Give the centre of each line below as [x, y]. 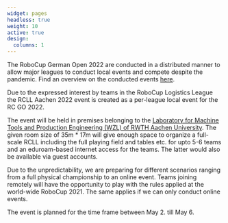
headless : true [29, 20]
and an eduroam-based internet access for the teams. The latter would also [114, 149]
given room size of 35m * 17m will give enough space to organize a [102, 135]
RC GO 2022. [26, 107]
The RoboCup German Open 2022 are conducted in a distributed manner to [114, 65]
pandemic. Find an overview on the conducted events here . [91, 79]
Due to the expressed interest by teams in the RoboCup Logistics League [110, 92]
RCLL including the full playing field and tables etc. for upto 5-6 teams [123, 142]
